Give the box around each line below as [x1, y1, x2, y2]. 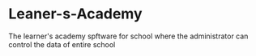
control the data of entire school [8, 39, 116, 49]
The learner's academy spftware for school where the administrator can [8, 31, 249, 41]
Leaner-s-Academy [8, 5, 143, 23]
